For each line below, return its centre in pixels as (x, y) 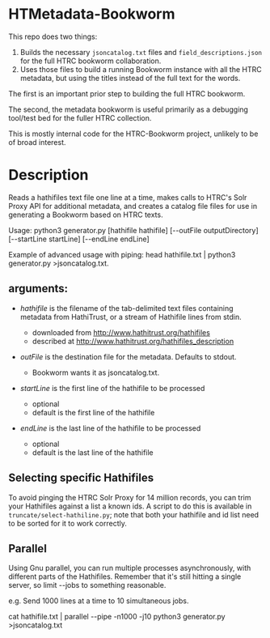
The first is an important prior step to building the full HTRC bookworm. (127, 93)
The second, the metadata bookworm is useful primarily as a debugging (129, 109)
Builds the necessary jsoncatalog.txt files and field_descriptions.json (141, 52)
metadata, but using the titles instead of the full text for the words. (130, 78)
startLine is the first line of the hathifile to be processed (112, 388)
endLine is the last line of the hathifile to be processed (110, 428)
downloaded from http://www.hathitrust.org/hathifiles (121, 332)
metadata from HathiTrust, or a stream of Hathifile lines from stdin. (131, 317)
